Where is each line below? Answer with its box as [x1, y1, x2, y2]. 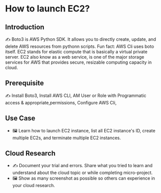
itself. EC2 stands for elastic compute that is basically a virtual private [5, 49, 148, 55]
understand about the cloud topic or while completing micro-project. [12, 170, 153, 176]
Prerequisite [5, 79, 44, 88]
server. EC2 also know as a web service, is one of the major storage [5, 54, 145, 60]
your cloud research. [12, 183, 55, 189]
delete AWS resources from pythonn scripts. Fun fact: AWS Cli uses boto [5, 43, 154, 49]
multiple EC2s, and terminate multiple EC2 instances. [12, 135, 121, 141]
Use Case [5, 114, 36, 122]
